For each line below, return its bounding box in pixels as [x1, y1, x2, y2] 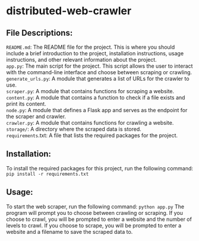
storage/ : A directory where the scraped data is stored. [6, 126, 141, 132]
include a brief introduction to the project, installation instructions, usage [6, 50, 184, 57]
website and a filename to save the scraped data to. [6, 228, 133, 235]
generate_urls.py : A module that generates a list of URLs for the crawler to [6, 75, 189, 82]
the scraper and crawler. [6, 113, 67, 120]
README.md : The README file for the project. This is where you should [6, 43, 175, 50]
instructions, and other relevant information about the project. [6, 56, 157, 63]
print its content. [6, 100, 46, 107]
